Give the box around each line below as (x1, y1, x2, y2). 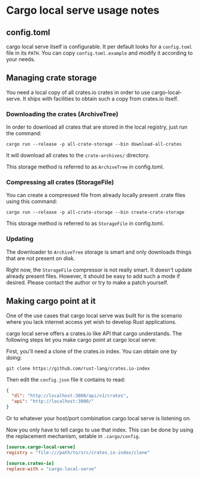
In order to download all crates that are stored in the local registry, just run (6, 123, 188, 131)
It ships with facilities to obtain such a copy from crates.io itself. (23, 95, 179, 102)
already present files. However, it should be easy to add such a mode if (6, 272, 180, 280)
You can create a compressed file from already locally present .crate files (6, 192, 186, 199)
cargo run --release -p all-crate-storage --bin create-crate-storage (6, 210, 185, 215)
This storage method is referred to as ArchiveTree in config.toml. (6, 163, 165, 170)
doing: (6, 354, 22, 361)
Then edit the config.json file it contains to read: (6, 376, 126, 383)
